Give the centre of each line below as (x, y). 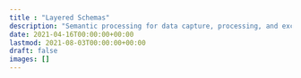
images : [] (30, 59)
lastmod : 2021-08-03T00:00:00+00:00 (77, 43)
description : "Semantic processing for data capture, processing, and (144, 26)
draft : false (34, 51)
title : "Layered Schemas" (60, 17)
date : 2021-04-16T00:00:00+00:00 (72, 34)
